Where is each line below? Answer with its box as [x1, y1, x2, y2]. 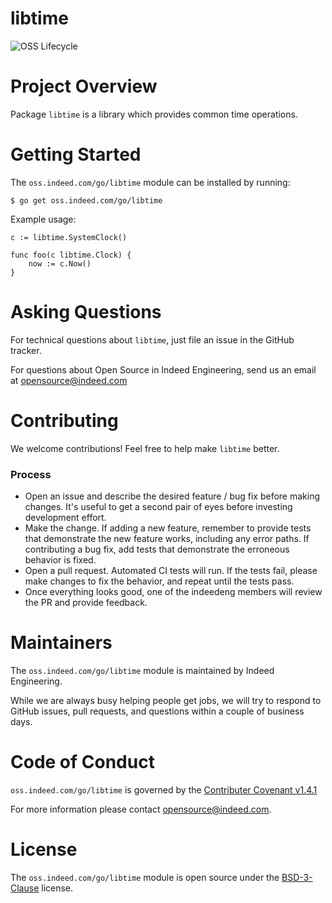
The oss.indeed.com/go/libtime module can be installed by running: [10, 176, 291, 188]
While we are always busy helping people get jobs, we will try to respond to [10, 694, 322, 706]
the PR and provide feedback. [24, 596, 148, 608]
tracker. [10, 344, 42, 356]
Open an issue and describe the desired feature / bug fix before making [24, 490, 321, 502]
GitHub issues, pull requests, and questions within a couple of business [10, 705, 305, 717]
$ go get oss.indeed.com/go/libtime [10, 195, 163, 206]
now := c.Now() [28, 258, 92, 269]
